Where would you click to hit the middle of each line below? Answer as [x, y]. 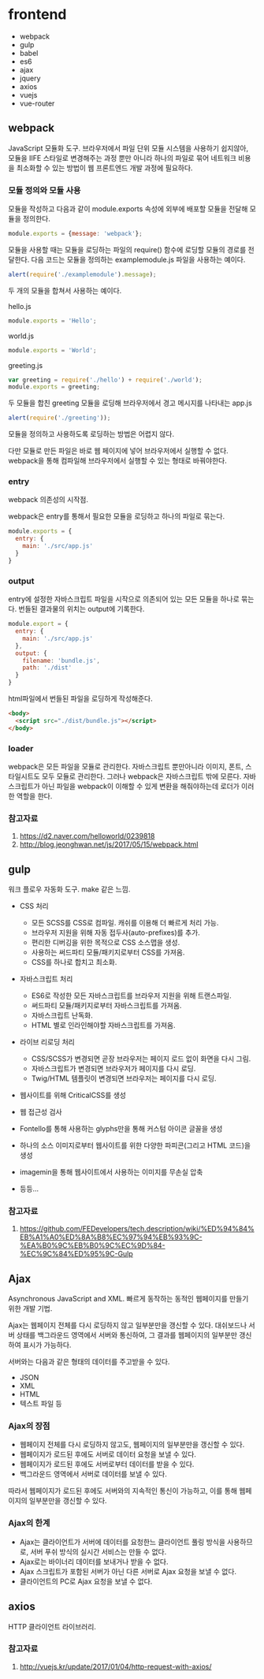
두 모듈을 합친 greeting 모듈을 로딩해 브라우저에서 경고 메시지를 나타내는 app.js [130, 403]
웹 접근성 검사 [41, 1112]
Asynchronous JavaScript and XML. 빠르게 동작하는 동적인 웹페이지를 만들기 [128, 1299]
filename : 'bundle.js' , [61, 661]
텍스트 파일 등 [41, 1404]
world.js [21, 336]
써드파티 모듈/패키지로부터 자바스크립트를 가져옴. [106, 1006]
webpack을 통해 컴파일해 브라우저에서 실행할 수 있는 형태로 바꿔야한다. [117, 461]
